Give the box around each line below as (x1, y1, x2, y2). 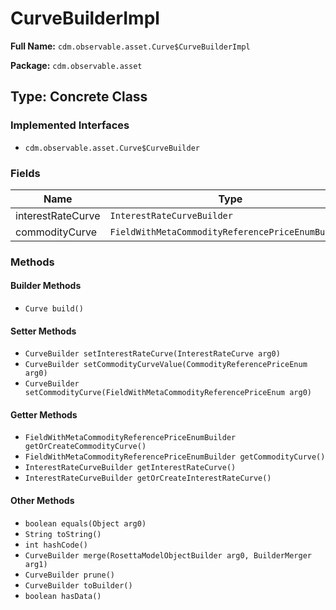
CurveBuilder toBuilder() (24, 580, 133, 591)
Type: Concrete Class (10, 88, 148, 106)
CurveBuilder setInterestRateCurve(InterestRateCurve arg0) (24, 349, 281, 359)
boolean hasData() (24, 591, 102, 601)
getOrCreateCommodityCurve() (24, 442, 147, 452)
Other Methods (10, 495, 75, 507)
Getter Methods (10, 408, 78, 421)
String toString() (24, 529, 102, 539)
